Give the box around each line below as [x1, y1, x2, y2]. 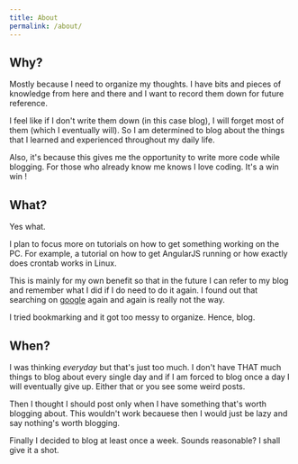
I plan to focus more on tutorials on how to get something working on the [9, 239, 280, 250]
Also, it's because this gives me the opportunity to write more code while [9, 152, 281, 163]
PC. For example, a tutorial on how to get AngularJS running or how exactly [9, 249, 288, 259]
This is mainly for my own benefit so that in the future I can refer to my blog [9, 276, 289, 287]
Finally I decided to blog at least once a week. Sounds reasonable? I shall [9, 434, 281, 446]
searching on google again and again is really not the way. [9, 295, 225, 305]
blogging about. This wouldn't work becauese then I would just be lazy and [9, 407, 288, 419]
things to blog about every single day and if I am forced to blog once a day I [9, 371, 290, 382]
